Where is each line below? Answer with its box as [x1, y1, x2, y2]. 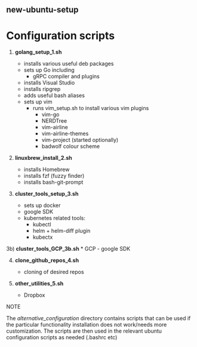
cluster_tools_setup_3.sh [14, 190, 79, 197]
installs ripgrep [23, 86, 61, 93]
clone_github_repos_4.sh [14, 257, 79, 264]
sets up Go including [23, 66, 75, 74]
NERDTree [41, 117, 67, 124]
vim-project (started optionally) [41, 136, 119, 144]
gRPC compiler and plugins [32, 73, 100, 80]
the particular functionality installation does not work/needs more [6, 321, 167, 328]
